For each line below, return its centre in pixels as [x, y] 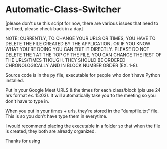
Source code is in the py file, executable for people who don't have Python [83, 75]
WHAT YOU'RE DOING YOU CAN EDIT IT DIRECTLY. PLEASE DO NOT [77, 49]
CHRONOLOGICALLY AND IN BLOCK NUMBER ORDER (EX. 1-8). [72, 65]
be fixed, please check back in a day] [44, 28]
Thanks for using [23, 141]
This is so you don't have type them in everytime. [57, 116]
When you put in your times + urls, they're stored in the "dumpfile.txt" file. [82, 111]
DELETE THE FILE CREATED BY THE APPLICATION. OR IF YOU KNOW [78, 43]
